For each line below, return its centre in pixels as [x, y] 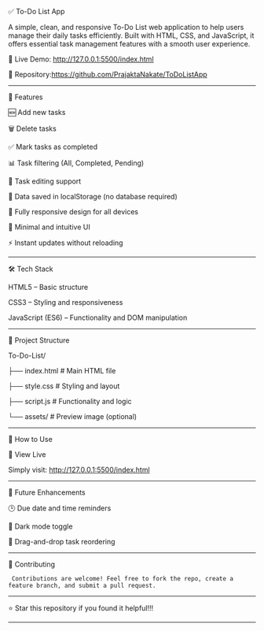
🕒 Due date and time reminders [60, 508]
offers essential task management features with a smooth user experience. [129, 44]
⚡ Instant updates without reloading [66, 243]
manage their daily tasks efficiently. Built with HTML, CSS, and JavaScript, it [131, 35]
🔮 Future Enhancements [47, 492]
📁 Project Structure [39, 340]
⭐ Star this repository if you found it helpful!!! [81, 608]
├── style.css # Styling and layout [64, 386]
